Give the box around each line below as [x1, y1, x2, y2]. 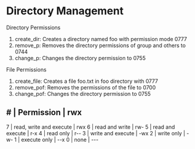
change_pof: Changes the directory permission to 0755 [14, 90, 151, 97]
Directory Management [6, 4, 124, 18]
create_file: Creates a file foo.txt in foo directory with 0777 [14, 77, 158, 85]
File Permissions [6, 66, 47, 73]
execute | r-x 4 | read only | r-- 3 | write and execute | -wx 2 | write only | [6, 129, 185, 136]
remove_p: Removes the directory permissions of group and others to [14, 42, 186, 49]
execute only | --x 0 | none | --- [21, 136, 99, 143]
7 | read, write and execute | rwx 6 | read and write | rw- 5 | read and [6, 123, 175, 131]
